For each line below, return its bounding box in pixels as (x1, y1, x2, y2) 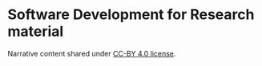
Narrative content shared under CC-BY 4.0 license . (7, 49, 176, 58)
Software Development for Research (7, 6, 255, 24)
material (7, 22, 64, 41)
